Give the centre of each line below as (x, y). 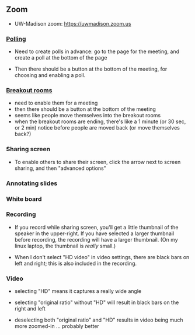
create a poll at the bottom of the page (61, 58)
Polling (16, 39)
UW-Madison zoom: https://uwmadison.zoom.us (73, 23)
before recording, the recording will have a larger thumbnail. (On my (96, 239)
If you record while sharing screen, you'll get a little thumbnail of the (96, 227)
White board (24, 199)
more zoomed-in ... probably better (57, 326)
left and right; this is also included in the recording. (76, 263)
